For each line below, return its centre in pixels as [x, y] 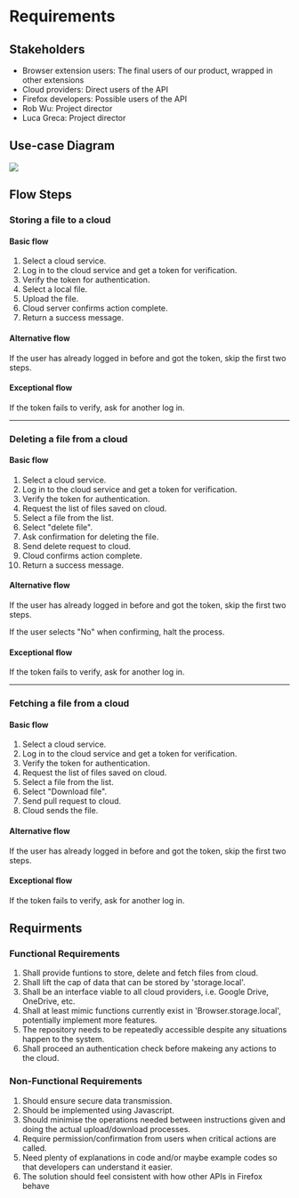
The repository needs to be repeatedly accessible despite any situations [154, 1030]
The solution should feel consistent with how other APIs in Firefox [142, 1176]
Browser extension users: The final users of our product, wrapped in [147, 70]
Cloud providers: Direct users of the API [95, 89]
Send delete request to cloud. [77, 546]
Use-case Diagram [62, 146]
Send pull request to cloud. [72, 801]
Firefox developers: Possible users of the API [105, 99]
